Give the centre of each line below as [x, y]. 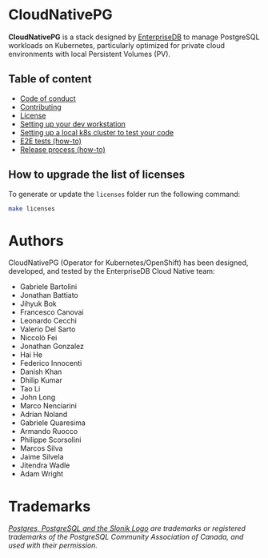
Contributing [40, 106]
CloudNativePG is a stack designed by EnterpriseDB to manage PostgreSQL [134, 37]
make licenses [32, 209]
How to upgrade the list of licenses [97, 175]
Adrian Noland [44, 415]
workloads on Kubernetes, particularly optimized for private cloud [117, 45]
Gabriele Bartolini [48, 287]
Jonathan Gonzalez [52, 347]
